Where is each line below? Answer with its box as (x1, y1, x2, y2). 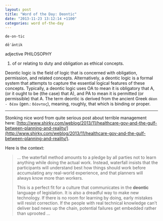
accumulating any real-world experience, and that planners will (16, 170, 143, 176)
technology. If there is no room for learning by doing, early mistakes (16, 195, 153, 201)
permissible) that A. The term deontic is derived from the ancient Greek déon (5, 96, 158, 102)
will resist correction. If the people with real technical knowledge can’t (16, 200, 157, 206)
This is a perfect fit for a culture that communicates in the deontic (16, 184, 149, 190)
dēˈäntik (5, 42, 23, 48)
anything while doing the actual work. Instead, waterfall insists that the (16, 160, 158, 166)
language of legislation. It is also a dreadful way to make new (16, 190, 139, 196)
